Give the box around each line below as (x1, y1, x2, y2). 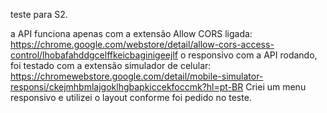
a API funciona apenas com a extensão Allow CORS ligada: (10, 28, 253, 39)
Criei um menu (245, 81, 307, 93)
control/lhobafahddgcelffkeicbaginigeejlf (10, 49, 178, 61)
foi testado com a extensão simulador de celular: (10, 60, 212, 71)
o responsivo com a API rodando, (179, 49, 318, 61)
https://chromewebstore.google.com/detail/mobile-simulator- (10, 70, 264, 82)
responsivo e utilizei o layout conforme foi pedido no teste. (10, 92, 252, 103)
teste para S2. (10, 9, 68, 20)
